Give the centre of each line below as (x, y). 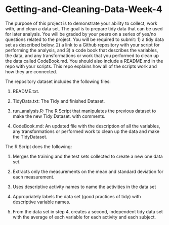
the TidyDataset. (30, 137)
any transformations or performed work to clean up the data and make (86, 131)
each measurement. (33, 177)
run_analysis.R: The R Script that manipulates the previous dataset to (84, 111)
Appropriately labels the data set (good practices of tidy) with (77, 196)
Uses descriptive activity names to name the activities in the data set (84, 187)
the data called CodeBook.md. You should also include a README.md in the (84, 61)
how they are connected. (31, 71)
